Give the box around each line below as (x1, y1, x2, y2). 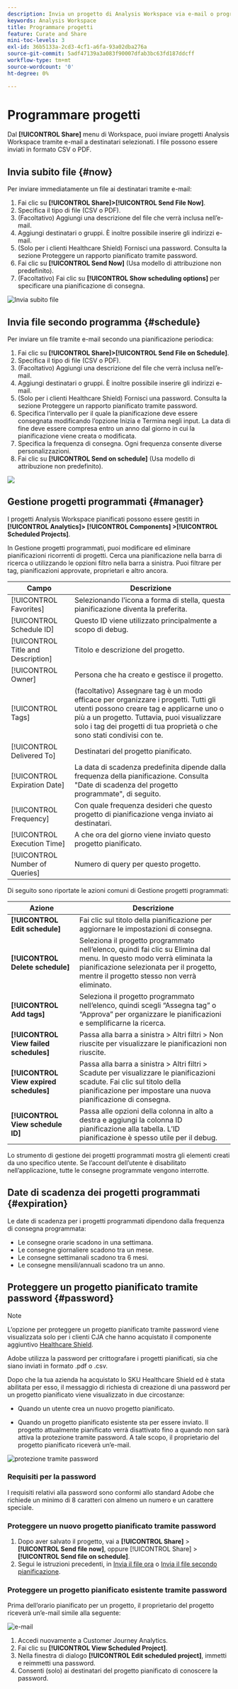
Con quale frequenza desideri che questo (74, 800, 212, 810)
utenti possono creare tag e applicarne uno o (74, 703, 225, 713)
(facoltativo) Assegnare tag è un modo (74, 685, 203, 695)
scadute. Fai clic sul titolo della (79, 1076, 181, 1086)
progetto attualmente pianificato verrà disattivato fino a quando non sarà (17, 1425, 230, 1434)
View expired (11, 1076, 57, 1086)
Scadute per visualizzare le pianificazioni (79, 1068, 216, 1078)
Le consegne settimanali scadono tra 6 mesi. (17, 1253, 149, 1262)
